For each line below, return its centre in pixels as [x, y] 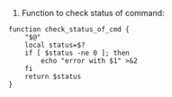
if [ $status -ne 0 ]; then [77, 53]
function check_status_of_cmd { [69, 30]
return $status [53, 76]
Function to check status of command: [93, 13]
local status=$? [55, 45]
